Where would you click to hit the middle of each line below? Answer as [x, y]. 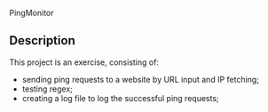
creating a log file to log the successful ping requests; [120, 98]
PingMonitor [32, 13]
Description [42, 40]
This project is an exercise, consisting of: [84, 62]
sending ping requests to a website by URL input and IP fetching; [141, 79]
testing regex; [47, 89]
